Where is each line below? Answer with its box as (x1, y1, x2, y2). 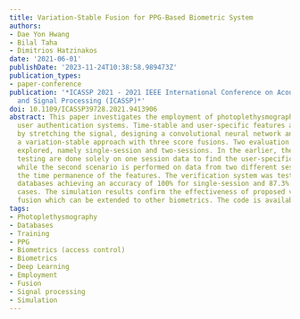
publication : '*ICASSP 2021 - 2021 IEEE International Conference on (9, 88, 274, 97)
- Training (9, 229, 50, 238)
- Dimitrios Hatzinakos (9, 46, 98, 55)
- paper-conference (9, 80, 82, 88)
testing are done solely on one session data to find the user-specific (17, 154, 294, 164)
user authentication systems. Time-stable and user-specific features (17, 122, 286, 130)
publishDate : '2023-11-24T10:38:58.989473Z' (9, 63, 178, 72)
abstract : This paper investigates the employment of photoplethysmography (9, 113, 297, 122)
